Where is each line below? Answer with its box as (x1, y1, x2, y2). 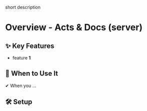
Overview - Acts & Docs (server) (5, 22, 143, 33)
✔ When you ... (5, 82, 37, 88)
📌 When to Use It (5, 69, 59, 78)
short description (5, 4, 41, 10)
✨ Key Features (5, 41, 54, 50)
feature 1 (12, 55, 31, 60)
